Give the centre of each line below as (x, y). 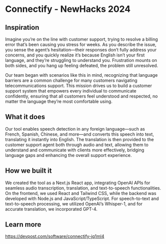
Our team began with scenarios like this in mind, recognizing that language (82, 75)
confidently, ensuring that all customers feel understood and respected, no (82, 96)
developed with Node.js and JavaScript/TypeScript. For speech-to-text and (82, 198)
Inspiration (22, 27)
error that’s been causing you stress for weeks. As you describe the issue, (81, 45)
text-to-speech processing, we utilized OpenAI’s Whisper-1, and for (74, 203)
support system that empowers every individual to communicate (71, 91)
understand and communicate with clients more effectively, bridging (75, 150)
